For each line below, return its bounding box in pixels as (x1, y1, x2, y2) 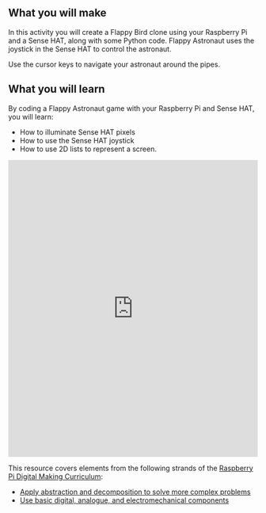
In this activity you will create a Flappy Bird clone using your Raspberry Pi (8, 27, 248, 36)
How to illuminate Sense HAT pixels (19, 127, 136, 137)
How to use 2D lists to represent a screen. (19, 144, 157, 154)
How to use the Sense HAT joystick (19, 135, 135, 145)
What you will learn (8, 82, 105, 96)
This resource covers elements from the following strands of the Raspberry (8, 463, 253, 473)
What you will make (8, 6, 107, 20)
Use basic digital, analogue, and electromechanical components (19, 495, 230, 505)
